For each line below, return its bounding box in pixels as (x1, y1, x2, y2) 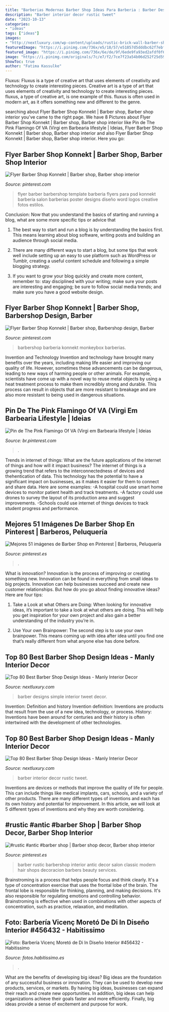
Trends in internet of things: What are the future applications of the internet (5, 457, 161, 463)
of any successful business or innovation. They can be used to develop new (5, 979, 163, 985)
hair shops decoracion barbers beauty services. (17, 867, 117, 873)
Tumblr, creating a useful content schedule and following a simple (12, 258, 149, 264)
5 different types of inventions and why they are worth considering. (5, 806, 145, 812)
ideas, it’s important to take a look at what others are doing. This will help (12, 607, 164, 613)
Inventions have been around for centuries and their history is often (5, 714, 145, 720)
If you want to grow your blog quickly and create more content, (12, 273, 143, 279)
